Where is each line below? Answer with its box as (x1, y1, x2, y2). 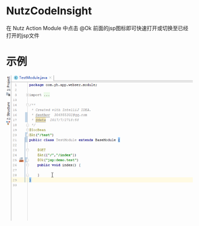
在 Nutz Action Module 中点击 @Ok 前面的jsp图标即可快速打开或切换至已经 (6, 24, 188, 31)
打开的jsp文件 (6, 31, 40, 39)
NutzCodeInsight (6, 4, 92, 18)
